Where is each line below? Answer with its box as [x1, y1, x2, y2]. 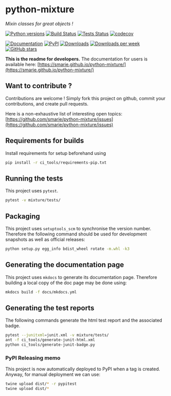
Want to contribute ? [5, 82, 72, 90]
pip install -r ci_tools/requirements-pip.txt [5, 160, 107, 165]
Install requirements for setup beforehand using [5, 150, 106, 156]
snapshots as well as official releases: [5, 236, 86, 242]
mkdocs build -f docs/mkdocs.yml [5, 289, 77, 294]
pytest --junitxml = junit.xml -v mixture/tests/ [5, 332, 109, 338]
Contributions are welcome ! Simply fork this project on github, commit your [5, 95, 166, 101]
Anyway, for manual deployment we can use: [5, 371, 101, 378]
